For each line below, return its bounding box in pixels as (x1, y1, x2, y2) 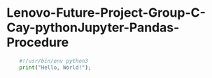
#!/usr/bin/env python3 (19, 57, 89, 64)
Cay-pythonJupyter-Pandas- (6, 19, 180, 36)
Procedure (6, 35, 69, 50)
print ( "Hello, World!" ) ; (19, 64, 92, 71)
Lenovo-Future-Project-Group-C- (6, 5, 206, 21)
